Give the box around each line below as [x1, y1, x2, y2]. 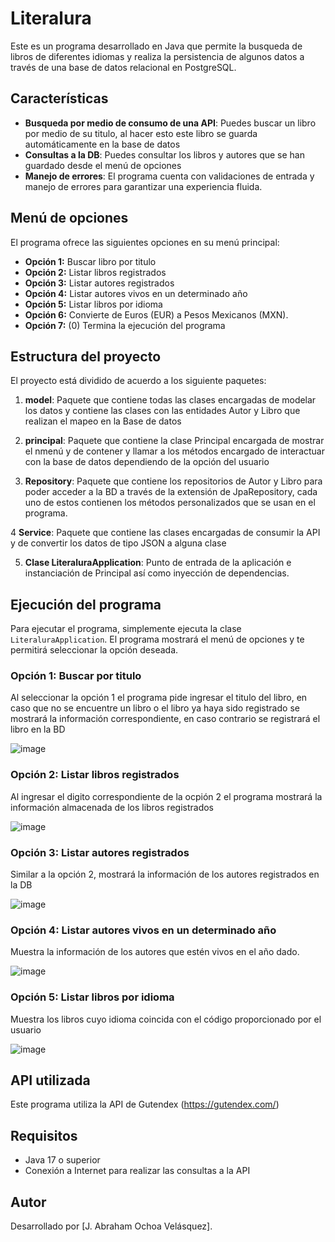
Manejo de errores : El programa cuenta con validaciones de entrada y [24, 170, 315, 182]
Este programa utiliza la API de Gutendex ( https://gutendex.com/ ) [10, 1098, 280, 1111]
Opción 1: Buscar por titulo [10, 669, 142, 683]
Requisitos [10, 1127, 78, 1144]
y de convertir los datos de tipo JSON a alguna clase [10, 537, 227, 549]
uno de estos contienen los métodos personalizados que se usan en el [24, 497, 316, 509]
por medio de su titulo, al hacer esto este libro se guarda [24, 127, 258, 139]
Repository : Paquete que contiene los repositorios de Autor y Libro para [24, 475, 323, 487]
